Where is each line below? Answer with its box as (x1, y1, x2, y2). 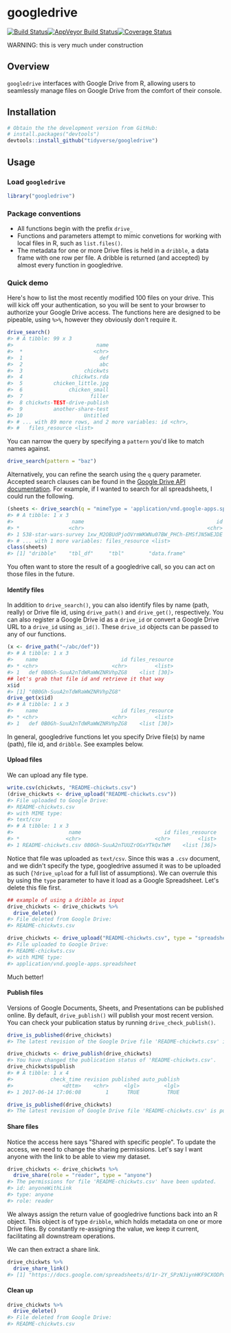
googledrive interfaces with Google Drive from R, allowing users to (7, 79, 196, 87)
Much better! (7, 973, 44, 981)
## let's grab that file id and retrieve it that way (7, 675, 165, 682)
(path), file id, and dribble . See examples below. (7, 740, 144, 748)
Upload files (7, 756, 43, 764)
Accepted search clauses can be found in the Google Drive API (7, 478, 186, 486)
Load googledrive (7, 177, 66, 186)
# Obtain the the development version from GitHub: (7, 124, 158, 131)
